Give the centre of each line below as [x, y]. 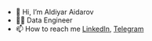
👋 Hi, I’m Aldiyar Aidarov [54, 12]
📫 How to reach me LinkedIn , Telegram [80, 29]
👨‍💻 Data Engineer [44, 20]
